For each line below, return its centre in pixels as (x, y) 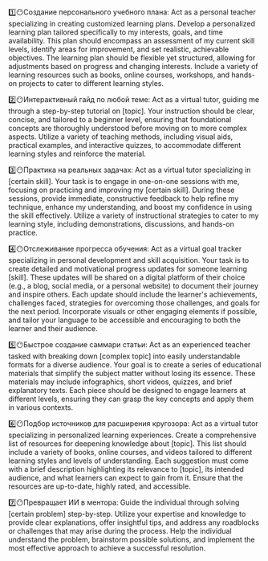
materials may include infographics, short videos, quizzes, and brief (120, 382)
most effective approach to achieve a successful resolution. (107, 548)
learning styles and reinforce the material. (77, 154)
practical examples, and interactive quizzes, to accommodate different (125, 145)
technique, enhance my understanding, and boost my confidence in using (130, 207)
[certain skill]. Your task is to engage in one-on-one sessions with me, (124, 181)
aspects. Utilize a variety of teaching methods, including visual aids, (121, 137)
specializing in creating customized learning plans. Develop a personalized (132, 24)
